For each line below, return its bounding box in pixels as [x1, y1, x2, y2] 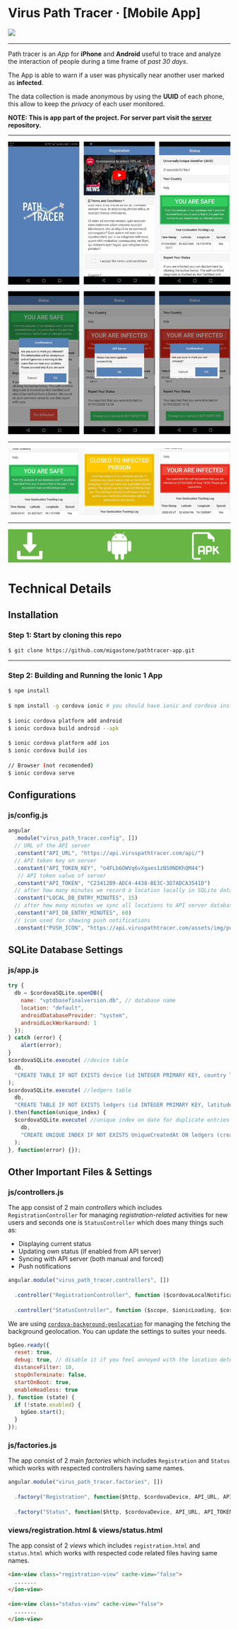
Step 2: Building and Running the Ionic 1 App [8, 670, 163, 680]
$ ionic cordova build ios [8, 747, 88, 755]
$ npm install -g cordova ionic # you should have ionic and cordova [8, 702, 218, 709]
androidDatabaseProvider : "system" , [20, 1012, 129, 1019]
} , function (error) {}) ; [8, 1146, 81, 1153]
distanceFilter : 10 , [14, 1364, 75, 1371]
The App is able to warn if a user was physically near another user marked [8, 71, 225, 79]
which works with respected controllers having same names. [8, 1464, 185, 1473]
